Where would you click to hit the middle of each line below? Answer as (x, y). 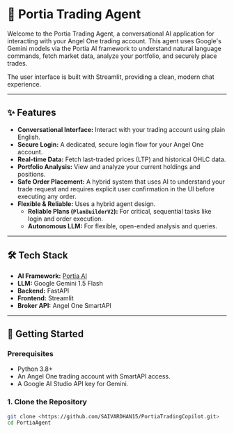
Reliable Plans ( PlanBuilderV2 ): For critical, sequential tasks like (119, 211)
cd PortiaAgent (29, 423)
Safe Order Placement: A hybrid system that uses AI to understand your (121, 182)
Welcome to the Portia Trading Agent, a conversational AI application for (111, 34)
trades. (17, 63)
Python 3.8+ (35, 369)
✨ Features (32, 113)
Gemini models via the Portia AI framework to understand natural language (114, 48)
